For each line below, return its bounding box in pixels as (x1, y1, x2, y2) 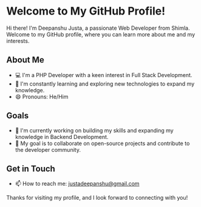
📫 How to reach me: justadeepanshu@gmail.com (15, 180, 140, 188)
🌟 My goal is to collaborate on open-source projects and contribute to (15, 140, 190, 147)
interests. (6, 37, 30, 44)
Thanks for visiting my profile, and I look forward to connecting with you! (6, 194, 188, 202)
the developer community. (15, 146, 81, 153)
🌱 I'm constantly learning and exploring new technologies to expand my (15, 80, 195, 87)
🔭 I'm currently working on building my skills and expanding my (15, 126, 174, 134)
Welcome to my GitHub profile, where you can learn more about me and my (6, 30, 196, 38)
